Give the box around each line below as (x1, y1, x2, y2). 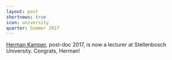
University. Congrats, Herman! (6, 48, 80, 55)
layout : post (6, 8, 39, 15)
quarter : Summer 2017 (6, 25, 60, 31)
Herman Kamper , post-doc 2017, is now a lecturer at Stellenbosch (6, 41, 167, 48)
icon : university (6, 19, 49, 25)
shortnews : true (6, 14, 46, 20)
